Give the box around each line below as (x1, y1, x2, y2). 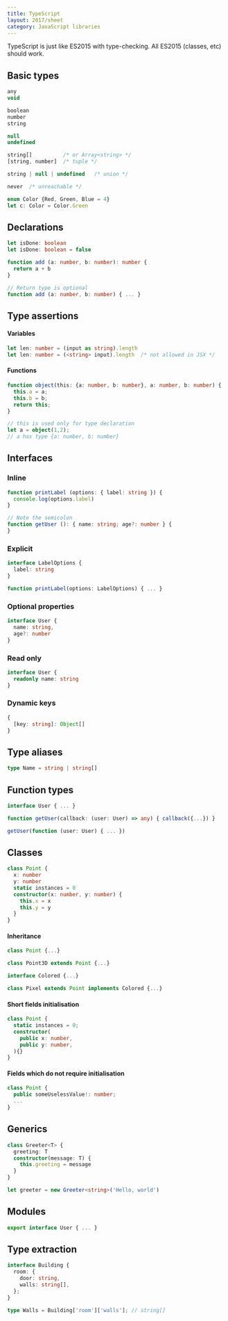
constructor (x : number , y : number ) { (13, 891, 123, 898)
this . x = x (19, 898, 51, 905)
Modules (7, 1206, 46, 1217)
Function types (7, 784, 74, 796)
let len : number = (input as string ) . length (7, 345, 138, 352)
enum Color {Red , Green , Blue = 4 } (7, 195, 110, 202)
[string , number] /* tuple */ (7, 158, 98, 165)
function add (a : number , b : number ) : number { (7, 259, 148, 266)
